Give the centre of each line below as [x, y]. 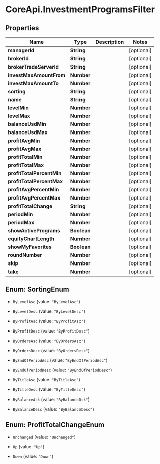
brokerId [18, 59]
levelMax [19, 116]
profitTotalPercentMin [35, 173]
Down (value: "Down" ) [33, 456]
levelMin [18, 108]
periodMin [20, 214]
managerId [21, 50]
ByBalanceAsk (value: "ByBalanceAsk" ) [51, 399]
